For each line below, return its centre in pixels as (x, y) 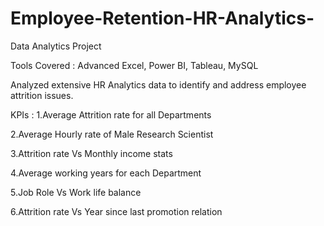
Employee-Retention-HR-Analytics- (162, 18)
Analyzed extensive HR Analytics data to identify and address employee (158, 84)
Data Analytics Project (56, 46)
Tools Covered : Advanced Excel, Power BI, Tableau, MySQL (134, 65)
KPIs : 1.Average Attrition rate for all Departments (111, 114)
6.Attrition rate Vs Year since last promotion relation (116, 211)
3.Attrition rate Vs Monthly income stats (91, 153)
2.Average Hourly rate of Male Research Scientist (112, 134)
